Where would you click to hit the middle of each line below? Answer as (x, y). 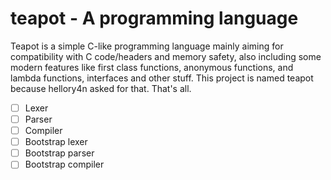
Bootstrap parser (59, 153)
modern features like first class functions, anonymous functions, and (152, 67)
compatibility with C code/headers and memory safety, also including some (166, 56)
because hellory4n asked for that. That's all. (101, 88)
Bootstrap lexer (56, 142)
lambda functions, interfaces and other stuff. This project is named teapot (162, 78)
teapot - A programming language (154, 18)
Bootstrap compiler (64, 164)
